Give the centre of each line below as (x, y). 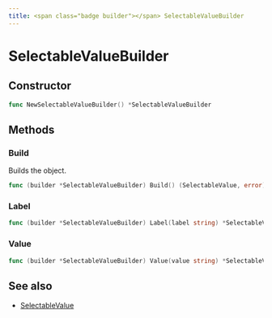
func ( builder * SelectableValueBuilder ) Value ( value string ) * (117, 260)
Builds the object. (38, 170)
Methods (32, 129)
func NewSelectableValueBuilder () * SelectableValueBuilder (110, 105)
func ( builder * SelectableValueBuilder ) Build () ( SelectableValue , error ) (137, 186)
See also (30, 286)
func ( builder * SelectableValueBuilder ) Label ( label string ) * (117, 223)
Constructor (40, 86)
